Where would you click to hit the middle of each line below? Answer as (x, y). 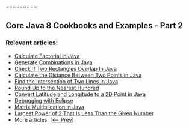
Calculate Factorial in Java (47, 56)
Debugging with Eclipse (44, 100)
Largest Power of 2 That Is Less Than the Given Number (84, 113)
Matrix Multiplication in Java (49, 107)
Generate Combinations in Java (53, 62)
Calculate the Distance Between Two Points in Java (78, 75)
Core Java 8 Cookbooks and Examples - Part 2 (94, 25)
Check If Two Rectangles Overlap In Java (65, 68)
